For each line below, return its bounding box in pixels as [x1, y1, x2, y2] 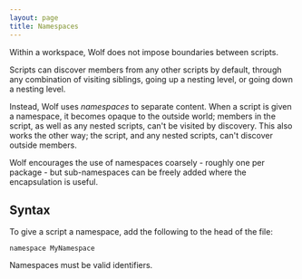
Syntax [9, 202, 51, 217]
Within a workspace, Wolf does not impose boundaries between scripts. [9, 46, 279, 57]
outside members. [9, 139, 77, 150]
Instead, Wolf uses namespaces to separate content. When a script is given [9, 101, 292, 111]
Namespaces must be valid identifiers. [9, 260, 153, 271]
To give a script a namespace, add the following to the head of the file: [9, 226, 274, 237]
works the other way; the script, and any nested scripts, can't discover [9, 130, 274, 140]
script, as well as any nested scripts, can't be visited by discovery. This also [9, 120, 293, 131]
